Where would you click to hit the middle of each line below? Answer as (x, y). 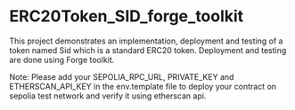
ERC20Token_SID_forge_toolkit (127, 16)
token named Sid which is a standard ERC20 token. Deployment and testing (148, 50)
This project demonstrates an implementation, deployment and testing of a (146, 41)
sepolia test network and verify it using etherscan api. (108, 96)
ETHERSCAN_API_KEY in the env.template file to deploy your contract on (143, 86)
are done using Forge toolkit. (62, 59)
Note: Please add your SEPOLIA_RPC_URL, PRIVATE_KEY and (122, 76)
